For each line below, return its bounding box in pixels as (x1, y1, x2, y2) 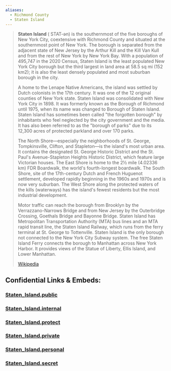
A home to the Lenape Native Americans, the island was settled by (17, 84, 158, 91)
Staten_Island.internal (5, 305, 62, 312)
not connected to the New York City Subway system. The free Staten (17, 235, 163, 241)
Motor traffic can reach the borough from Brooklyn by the (17, 202, 139, 208)
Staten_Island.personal (5, 346, 65, 353)
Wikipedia (17, 261, 39, 267)
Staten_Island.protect (5, 318, 60, 325)
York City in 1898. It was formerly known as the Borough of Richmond (17, 101, 164, 107)
